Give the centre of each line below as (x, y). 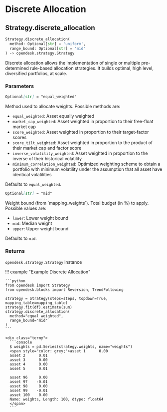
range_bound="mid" (29, 320)
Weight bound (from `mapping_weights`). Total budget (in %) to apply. (77, 203)
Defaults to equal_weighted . (33, 184)
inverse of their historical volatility (47, 158)
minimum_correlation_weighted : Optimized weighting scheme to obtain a (86, 164)
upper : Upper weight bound (40, 228)
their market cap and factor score (47, 148)
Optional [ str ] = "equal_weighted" (41, 97)
